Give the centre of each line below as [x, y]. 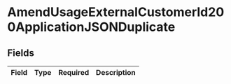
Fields [21, 53]
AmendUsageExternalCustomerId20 [116, 12]
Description [116, 72]
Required [74, 72]
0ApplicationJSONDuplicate [91, 27]
